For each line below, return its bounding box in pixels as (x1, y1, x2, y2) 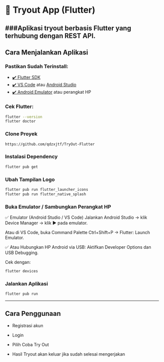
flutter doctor (5, 119, 36, 124)
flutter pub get (5, 164, 38, 169)
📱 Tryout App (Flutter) (5, 4, 96, 16)
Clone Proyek (5, 130, 38, 137)
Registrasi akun (12, 322, 43, 328)
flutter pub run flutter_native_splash (5, 191, 86, 197)
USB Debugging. (5, 250, 39, 256)
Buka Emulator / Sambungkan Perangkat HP (5, 203, 111, 210)
